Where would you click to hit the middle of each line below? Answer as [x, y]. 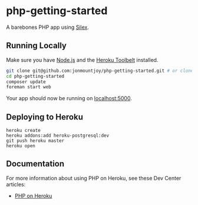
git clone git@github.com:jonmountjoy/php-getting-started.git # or [92, 71]
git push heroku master [35, 141]
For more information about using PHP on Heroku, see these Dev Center [94, 178]
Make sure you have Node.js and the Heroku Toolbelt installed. [82, 59]
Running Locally [36, 46]
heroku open [21, 146]
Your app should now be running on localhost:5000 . [69, 98]
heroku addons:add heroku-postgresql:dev [58, 136]
